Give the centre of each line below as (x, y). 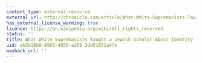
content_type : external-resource (48, 12)
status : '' (20, 34)
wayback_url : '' (27, 51)
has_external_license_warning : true (52, 23)
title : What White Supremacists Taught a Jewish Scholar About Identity (100, 40)
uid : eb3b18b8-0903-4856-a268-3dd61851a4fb (62, 46)
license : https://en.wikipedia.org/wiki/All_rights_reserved (85, 28)
